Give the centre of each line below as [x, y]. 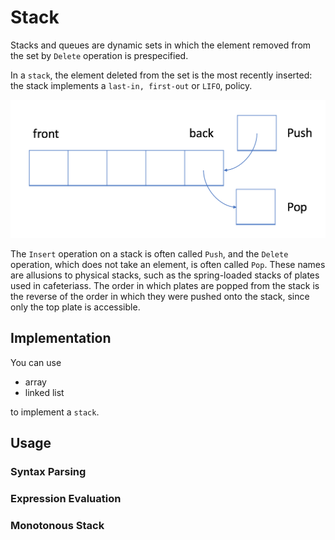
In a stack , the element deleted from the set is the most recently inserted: [161, 75]
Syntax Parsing [48, 472]
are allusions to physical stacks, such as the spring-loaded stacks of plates [165, 275]
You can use [36, 362]
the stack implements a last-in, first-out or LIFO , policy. [131, 85]
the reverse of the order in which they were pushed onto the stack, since [160, 296]
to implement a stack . [55, 412]
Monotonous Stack [57, 525]
